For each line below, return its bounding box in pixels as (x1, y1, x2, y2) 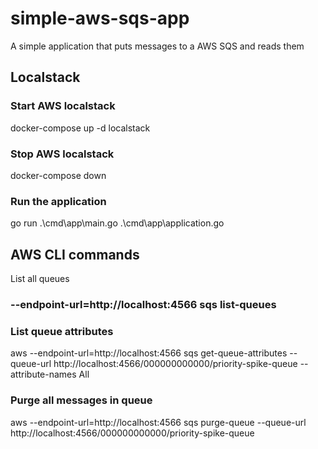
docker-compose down (10, 169, 107, 181)
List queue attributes (10, 324, 114, 338)
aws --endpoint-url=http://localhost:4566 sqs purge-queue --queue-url (10, 416, 307, 428)
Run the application (10, 194, 107, 208)
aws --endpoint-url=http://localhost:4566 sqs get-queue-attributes (10, 347, 288, 359)
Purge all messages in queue (10, 393, 153, 407)
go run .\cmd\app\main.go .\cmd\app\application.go (10, 217, 225, 229)
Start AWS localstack (10, 99, 116, 113)
